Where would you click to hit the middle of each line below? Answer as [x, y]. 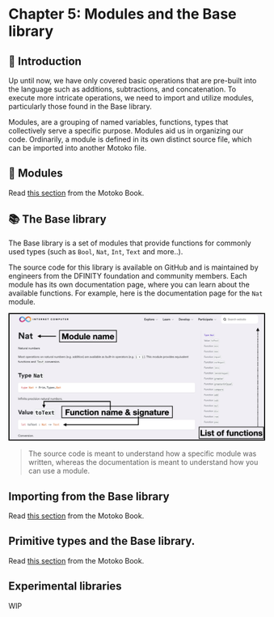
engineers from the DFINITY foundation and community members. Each [128, 275]
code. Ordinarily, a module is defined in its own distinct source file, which [130, 139]
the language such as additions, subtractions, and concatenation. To [122, 89]
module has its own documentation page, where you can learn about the [129, 284]
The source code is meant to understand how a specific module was [142, 453]
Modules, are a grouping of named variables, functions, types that [118, 122]
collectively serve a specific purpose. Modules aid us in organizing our [126, 131]
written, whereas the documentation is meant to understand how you [143, 462]
